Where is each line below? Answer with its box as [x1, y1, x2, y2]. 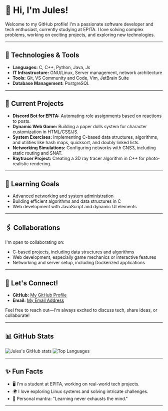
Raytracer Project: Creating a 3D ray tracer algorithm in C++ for [12, 155, 145, 161]
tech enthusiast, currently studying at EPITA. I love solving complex [5, 26, 144, 32]
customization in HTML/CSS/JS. [12, 129, 79, 135]
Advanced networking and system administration [12, 193, 114, 199]
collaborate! [5, 312, 30, 318]
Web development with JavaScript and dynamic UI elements [12, 204, 137, 210]
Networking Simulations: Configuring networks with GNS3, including [12, 145, 156, 151]
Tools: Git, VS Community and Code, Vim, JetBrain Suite [12, 75, 129, 81]
